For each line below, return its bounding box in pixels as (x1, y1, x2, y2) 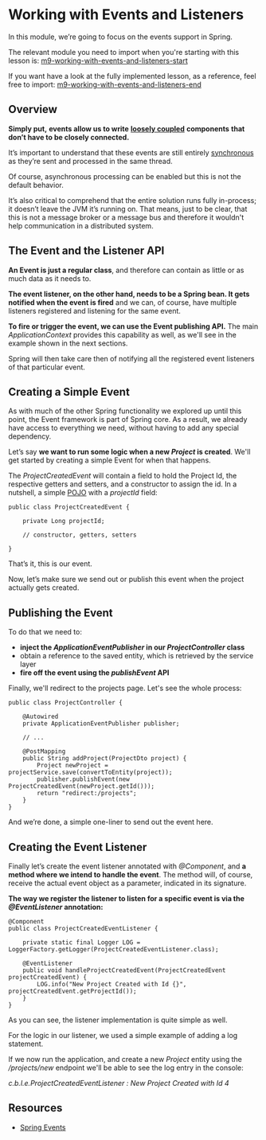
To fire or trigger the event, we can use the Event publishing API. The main (8, 321, 259, 331)
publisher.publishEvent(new (37, 775, 130, 783)
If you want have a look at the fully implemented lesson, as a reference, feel (8, 71, 256, 80)
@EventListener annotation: (8, 902, 104, 912)
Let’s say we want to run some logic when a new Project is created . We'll (8, 447, 251, 457)
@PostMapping (22, 748, 66, 755)
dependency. (8, 431, 52, 441)
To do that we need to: (8, 627, 82, 637)
